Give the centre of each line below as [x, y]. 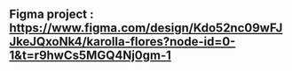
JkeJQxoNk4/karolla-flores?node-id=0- [122, 42]
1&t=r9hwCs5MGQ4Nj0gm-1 [90, 56]
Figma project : [52, 14]
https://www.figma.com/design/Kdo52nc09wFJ [146, 28]
